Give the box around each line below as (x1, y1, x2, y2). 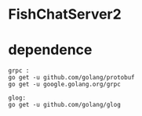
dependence (8, 41, 93, 59)
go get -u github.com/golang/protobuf (8, 74, 135, 82)
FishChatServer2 (8, 5, 122, 23)
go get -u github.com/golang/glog (8, 101, 122, 109)
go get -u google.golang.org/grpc (8, 80, 122, 89)
